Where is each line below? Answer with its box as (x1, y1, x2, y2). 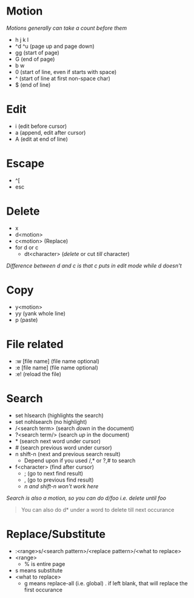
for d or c (15, 244, 39, 251)
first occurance (24, 586, 62, 593)
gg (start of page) (15, 49, 59, 56)
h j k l (15, 36, 29, 43)
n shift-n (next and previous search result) (15, 450, 121, 457)
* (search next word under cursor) (15, 437, 101, 445)
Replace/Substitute (6, 527, 106, 541)
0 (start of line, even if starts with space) (15, 68, 117, 75)
